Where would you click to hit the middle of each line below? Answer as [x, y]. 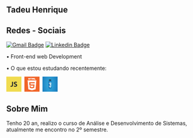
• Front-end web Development [44, 57]
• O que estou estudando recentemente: [56, 68]
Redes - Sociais [36, 30]
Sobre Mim [27, 109]
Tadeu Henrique [37, 10]
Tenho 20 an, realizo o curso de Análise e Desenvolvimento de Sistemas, [97, 124]
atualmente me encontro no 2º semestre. [57, 130]
